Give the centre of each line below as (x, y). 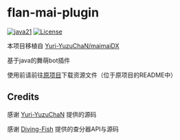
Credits (23, 97)
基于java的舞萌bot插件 (39, 60)
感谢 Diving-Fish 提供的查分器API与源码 (63, 129)
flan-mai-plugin (53, 13)
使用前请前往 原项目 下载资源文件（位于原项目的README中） (92, 75)
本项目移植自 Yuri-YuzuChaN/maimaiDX (63, 45)
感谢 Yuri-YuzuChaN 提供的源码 (52, 114)
